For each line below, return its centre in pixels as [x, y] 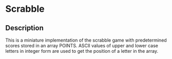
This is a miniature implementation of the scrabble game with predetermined [86, 40]
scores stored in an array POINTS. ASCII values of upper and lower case [82, 46]
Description [24, 28]
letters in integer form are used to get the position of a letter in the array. [82, 51]
